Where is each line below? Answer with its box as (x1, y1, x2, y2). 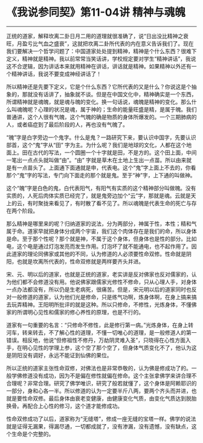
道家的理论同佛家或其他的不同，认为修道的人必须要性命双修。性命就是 (11, 250, 186, 257)
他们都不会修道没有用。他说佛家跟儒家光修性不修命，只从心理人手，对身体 (11, 278, 197, 285)
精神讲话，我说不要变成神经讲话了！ (11, 70, 101, 77)
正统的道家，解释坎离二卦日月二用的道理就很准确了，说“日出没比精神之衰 (6, 32, 189, 39)
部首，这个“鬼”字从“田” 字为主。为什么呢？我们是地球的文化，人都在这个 (6, 141, 187, 148)
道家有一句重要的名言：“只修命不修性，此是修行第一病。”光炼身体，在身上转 (6, 321, 194, 329)
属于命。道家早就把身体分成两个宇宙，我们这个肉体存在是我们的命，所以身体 (6, 228, 197, 235)
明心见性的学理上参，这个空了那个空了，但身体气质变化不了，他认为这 (22, 344, 197, 351)
